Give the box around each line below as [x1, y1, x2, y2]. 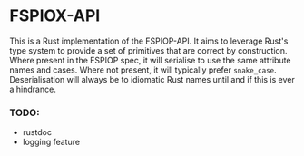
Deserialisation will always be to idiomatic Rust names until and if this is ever [9, 73, 295, 84]
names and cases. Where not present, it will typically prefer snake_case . [9, 64, 277, 75]
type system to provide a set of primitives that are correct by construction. [9, 44, 288, 55]
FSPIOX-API [9, 5, 101, 26]
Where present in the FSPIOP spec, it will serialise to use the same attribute [9, 54, 292, 65]
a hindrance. [9, 83, 56, 94]
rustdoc [22, 127, 53, 138]
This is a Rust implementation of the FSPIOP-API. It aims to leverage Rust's [9, 35, 289, 46]
